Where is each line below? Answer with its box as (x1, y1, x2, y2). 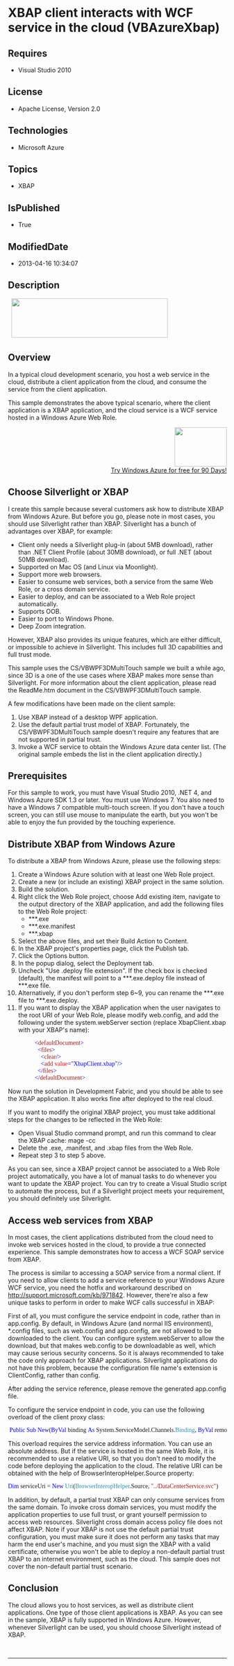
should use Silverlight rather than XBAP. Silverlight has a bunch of (8, 519, 197, 527)
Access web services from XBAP (8, 1214, 153, 1226)
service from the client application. (8, 385, 108, 393)
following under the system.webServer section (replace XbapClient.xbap (17, 1019, 226, 1027)
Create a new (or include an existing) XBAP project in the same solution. (17, 878, 224, 886)
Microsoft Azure (17, 143, 65, 151)
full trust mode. (8, 650, 51, 658)
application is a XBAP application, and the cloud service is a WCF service (8, 406, 218, 414)
